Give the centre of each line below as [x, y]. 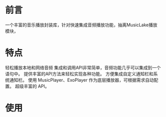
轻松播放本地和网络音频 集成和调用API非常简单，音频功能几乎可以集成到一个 [83, 67]
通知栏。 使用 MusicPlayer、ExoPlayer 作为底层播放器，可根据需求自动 [82, 80]
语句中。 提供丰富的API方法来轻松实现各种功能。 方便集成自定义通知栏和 [79, 74]
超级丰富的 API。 [32, 86]
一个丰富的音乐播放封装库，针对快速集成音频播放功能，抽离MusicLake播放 [81, 25]
